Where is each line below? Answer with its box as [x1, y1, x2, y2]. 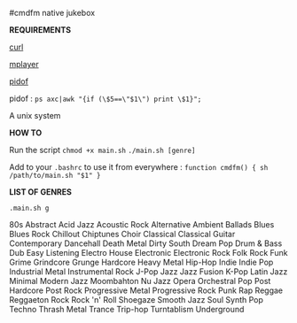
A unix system [9, 111, 61, 120]
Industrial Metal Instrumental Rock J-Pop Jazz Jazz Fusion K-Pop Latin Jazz [9, 266, 288, 277]
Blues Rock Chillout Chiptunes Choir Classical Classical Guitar [9, 229, 236, 239]
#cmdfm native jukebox [9, 8, 96, 18]
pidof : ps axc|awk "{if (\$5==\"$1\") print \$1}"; [9, 93, 202, 104]
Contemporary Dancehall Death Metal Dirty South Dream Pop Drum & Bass [9, 238, 283, 249]
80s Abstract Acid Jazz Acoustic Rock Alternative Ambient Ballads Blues [9, 219, 275, 229]
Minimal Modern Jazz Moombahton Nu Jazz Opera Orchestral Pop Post [9, 276, 271, 286]
